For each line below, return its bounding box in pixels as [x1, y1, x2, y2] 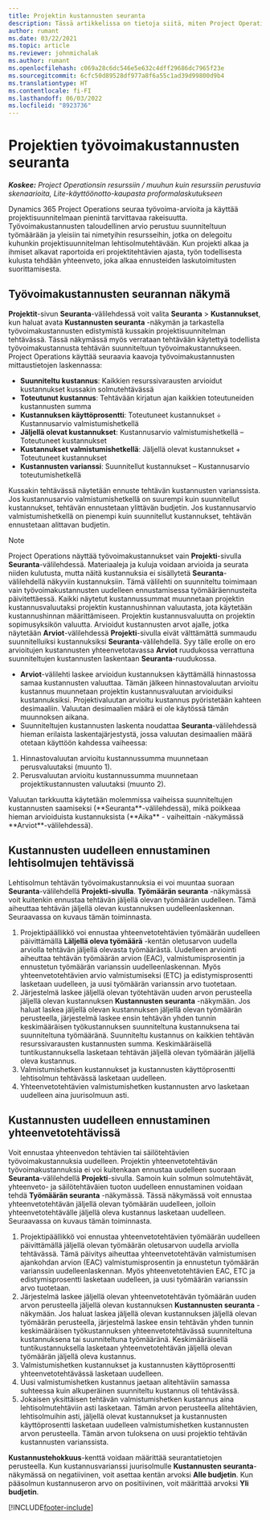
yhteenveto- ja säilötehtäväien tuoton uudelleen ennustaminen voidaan [8, 1182, 243, 1191]
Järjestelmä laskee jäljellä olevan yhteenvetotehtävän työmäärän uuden [19, 1291, 257, 1301]
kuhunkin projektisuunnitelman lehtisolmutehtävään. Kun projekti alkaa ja [8, 238, 249, 248]
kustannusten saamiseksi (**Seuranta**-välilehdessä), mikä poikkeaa [8, 803, 241, 813]
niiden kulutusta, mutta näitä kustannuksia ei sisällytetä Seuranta [8, 568, 224, 578]
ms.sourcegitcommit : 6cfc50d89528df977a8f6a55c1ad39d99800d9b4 [8, 72, 225, 80]
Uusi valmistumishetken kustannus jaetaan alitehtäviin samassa [19, 1377, 231, 1386]
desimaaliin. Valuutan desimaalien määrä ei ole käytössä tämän [19, 703, 229, 713]
